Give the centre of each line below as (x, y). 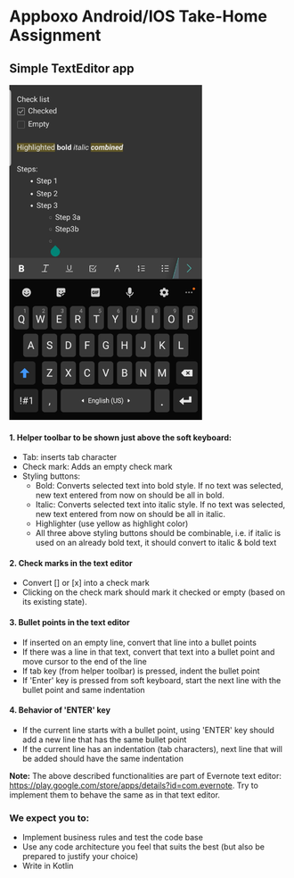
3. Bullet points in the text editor (70, 622)
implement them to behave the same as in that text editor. (115, 794)
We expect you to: (49, 817)
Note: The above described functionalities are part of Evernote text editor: (146, 775)
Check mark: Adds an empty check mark (97, 467)
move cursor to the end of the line (84, 661)
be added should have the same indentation (103, 758)
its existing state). (54, 602)
